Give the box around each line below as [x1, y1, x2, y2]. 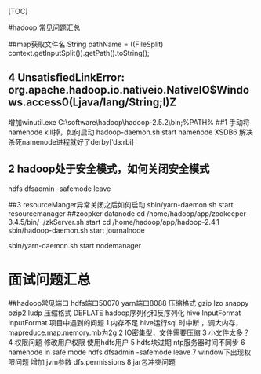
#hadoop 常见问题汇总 [8, 23, 81, 32]
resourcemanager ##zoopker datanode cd [8, 208, 145, 218]
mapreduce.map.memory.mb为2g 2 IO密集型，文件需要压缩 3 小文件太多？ [8, 328, 250, 337]
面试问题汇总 [8, 270, 92, 288]
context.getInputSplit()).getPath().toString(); [8, 49, 150, 57]
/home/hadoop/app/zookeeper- [146, 208, 249, 218]
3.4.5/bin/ [8, 217, 40, 226]
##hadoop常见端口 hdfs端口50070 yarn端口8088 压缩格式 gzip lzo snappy [8, 298, 249, 307]
